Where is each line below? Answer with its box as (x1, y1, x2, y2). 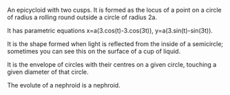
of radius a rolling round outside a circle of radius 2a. (7, 13, 157, 21)
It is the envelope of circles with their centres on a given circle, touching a (7, 61, 217, 68)
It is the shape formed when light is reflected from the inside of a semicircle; (7, 40, 224, 47)
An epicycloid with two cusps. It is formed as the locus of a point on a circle (7, 6, 222, 14)
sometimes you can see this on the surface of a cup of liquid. (7, 47, 181, 55)
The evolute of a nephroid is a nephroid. (7, 81, 121, 89)
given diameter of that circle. (7, 68, 89, 76)
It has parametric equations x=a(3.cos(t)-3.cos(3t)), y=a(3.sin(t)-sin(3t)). (7, 27, 213, 34)
